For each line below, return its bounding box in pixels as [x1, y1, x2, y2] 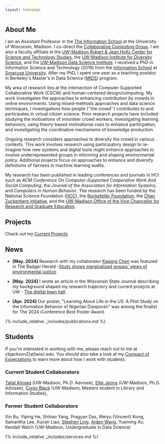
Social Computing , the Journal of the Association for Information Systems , [5, 183, 157, 188]
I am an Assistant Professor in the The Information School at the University [5, 38, 157, 44]
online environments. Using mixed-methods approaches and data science [5, 101, 155, 107]
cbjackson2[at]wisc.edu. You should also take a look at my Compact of [5, 351, 149, 357]
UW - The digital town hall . [12, 289, 66, 295]
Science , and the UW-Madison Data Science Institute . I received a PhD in [5, 60, 154, 66]
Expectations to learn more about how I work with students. [5, 356, 126, 362]
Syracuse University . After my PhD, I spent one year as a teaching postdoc [5, 70, 157, 76]
